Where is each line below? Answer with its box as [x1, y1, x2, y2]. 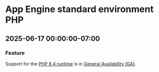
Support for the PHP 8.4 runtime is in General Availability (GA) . [5, 60, 137, 66]
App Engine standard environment [5, 4, 154, 15]
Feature [5, 49, 25, 56]
